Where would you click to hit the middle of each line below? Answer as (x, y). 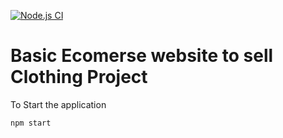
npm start (31, 123)
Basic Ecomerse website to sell (142, 56)
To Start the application (58, 104)
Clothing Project (79, 77)
